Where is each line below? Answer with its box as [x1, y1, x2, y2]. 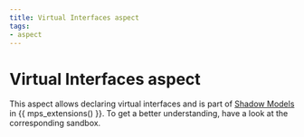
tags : [9, 22, 30, 31]
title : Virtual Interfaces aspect [9, 13, 140, 23]
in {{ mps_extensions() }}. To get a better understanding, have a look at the [9, 108, 289, 119]
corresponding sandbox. [9, 118, 101, 129]
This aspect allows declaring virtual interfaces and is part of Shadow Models [9, 98, 295, 109]
